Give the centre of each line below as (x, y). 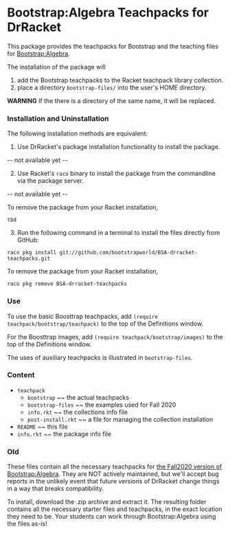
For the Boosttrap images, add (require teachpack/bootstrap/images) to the (115, 337)
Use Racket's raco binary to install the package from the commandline (116, 174)
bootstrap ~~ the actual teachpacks (78, 397)
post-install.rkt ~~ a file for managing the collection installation (120, 419)
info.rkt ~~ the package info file (64, 433)
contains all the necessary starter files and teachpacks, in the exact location (115, 509)
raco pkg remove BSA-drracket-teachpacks (67, 284)
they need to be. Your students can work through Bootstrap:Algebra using (112, 517)
